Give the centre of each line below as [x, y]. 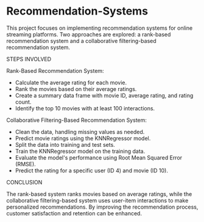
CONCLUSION [24, 182]
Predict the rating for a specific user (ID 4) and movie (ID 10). [92, 170]
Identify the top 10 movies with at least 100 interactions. [85, 108]
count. [23, 102]
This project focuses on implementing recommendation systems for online [100, 28]
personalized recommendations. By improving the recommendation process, [102, 207]
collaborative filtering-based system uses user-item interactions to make [97, 200]
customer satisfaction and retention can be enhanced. [74, 213]
